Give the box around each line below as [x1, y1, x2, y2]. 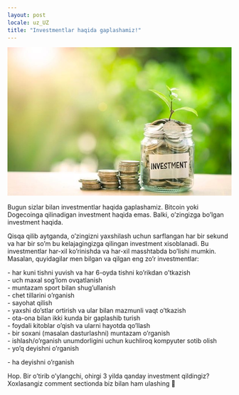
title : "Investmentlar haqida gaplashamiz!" [7, 26, 142, 34]
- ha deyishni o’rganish [7, 358, 75, 366]
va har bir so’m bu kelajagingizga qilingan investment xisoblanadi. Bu [7, 240, 209, 248]
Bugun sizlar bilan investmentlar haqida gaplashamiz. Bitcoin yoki [7, 203, 199, 212]
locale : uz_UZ [7, 19, 50, 26]
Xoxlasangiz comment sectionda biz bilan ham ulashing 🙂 [7, 379, 176, 388]
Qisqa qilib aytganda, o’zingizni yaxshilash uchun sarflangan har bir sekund [7, 232, 229, 240]
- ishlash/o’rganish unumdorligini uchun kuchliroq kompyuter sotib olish [7, 337, 217, 345]
